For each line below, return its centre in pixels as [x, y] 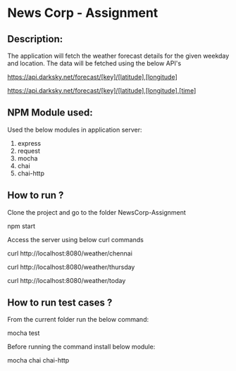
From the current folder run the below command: [78, 320]
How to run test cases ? [60, 303]
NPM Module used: [50, 113]
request [29, 151]
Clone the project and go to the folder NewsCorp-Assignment [97, 212]
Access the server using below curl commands [76, 239]
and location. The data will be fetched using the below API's [94, 63]
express [29, 143]
